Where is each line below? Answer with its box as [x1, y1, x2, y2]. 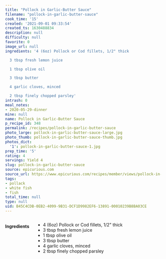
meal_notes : [5, 103, 30, 107]
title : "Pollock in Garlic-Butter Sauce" [5, 7, 92, 12]
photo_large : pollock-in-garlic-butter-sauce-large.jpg [5, 130, 123, 135]
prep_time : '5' [5, 149, 37, 154]
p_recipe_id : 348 [5, 121, 41, 126]
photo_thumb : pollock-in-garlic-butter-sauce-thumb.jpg [5, 135, 123, 140]
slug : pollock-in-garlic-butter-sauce [5, 162, 85, 167]
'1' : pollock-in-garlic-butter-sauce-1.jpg [9, 144, 100, 149]
